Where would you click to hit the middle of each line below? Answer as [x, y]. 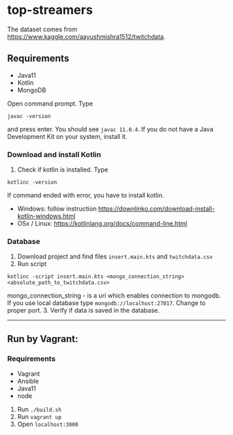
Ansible [28, 381]
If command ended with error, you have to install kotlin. [86, 195]
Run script [32, 264]
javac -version [29, 116]
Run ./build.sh [39, 409]
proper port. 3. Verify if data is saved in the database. [84, 311]
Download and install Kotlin [54, 154]
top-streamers [50, 10]
